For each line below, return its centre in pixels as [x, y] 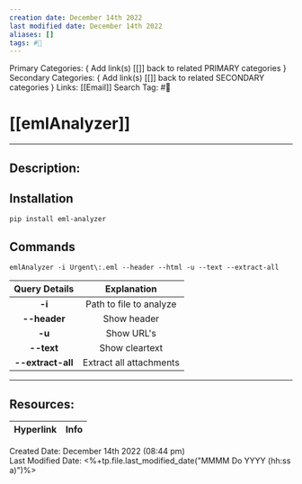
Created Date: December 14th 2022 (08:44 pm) [98, 452]
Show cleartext [131, 348]
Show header [131, 318]
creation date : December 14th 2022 [76, 18]
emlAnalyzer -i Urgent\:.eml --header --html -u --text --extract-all [144, 268]
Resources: [42, 404]
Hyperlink [36, 430]
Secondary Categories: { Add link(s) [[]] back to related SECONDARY [137, 78]
